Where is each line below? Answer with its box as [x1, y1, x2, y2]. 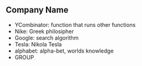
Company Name [6, 5, 69, 15]
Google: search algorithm [14, 34, 79, 42]
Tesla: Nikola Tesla [14, 40, 62, 48]
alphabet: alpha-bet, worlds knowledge [14, 47, 114, 54]
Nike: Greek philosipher [14, 28, 74, 35]
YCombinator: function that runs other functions [14, 21, 136, 28]
